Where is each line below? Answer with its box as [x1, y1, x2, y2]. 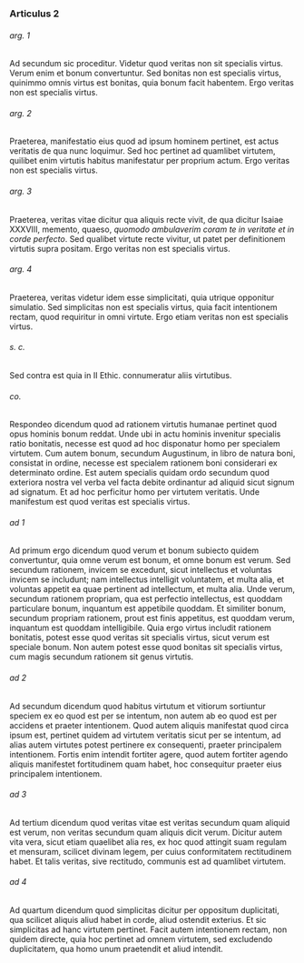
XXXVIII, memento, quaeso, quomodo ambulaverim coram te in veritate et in [9, 224, 295, 235]
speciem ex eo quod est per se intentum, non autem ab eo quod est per [9, 710, 278, 721]
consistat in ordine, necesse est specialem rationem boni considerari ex [9, 457, 279, 468]
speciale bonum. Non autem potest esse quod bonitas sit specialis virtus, [9, 642, 283, 653]
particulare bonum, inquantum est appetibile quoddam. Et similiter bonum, [9, 603, 287, 614]
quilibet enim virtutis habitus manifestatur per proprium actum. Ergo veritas [9, 155, 290, 166]
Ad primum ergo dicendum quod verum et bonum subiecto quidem [9, 545, 260, 557]
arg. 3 [9, 186, 32, 196]
